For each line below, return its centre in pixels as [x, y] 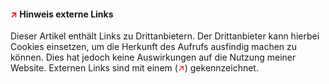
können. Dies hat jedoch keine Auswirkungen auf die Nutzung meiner [153, 57]
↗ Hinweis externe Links [62, 14]
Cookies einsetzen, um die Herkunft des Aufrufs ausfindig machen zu [154, 47]
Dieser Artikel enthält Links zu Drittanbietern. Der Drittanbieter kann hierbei [165, 36]
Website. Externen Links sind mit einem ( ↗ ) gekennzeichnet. [134, 68]
